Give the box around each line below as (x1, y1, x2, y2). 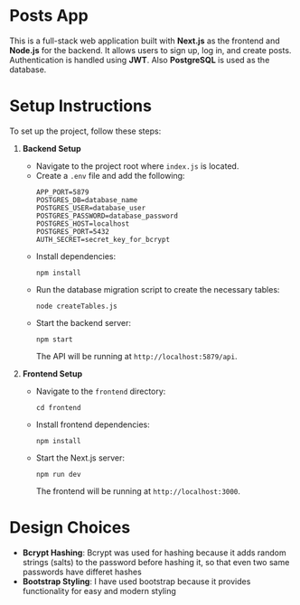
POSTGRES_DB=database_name (35, 195, 138, 204)
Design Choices (9, 517, 131, 538)
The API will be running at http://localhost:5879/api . (35, 350, 238, 361)
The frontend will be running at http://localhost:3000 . (35, 485, 241, 497)
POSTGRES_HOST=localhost (35, 219, 130, 228)
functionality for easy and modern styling (22, 585, 176, 596)
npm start (35, 335, 74, 344)
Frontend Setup (22, 368, 83, 379)
